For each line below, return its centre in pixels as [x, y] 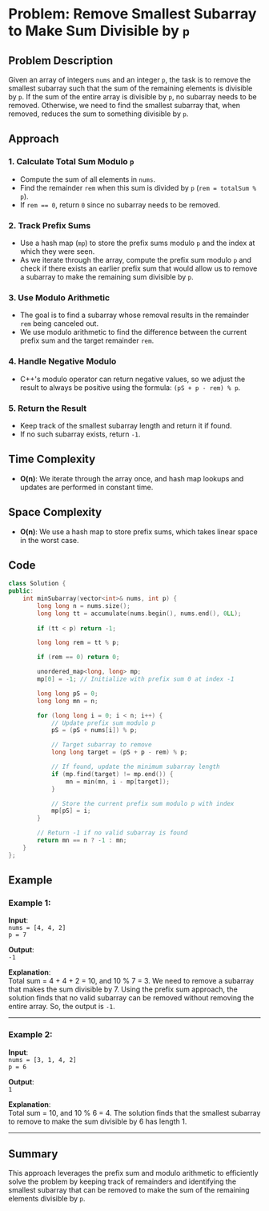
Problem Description [61, 60]
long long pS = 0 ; [68, 694]
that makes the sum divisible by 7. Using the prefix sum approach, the [123, 989]
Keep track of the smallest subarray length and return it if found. [126, 425]
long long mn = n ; [68, 701]
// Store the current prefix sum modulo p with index [143, 803]
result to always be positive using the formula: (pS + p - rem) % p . [130, 387]
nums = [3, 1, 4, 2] [43, 1060]
